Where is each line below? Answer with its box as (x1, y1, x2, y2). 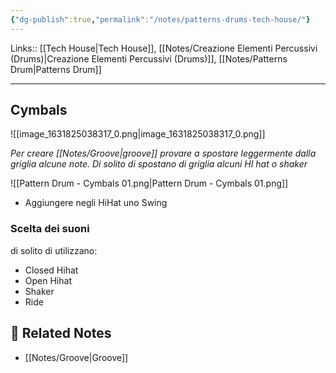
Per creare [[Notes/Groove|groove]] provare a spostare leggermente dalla (10, 147, 317, 160)
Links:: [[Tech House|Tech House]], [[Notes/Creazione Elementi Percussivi (10, 42, 318, 54)
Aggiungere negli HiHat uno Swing (24, 197, 168, 209)
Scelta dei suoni (10, 222, 90, 236)
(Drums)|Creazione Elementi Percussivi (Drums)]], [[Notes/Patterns (10, 52, 288, 65)
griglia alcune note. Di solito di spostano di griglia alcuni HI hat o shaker (10, 158, 308, 170)
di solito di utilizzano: (10, 244, 98, 256)
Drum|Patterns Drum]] (10, 63, 102, 75)
